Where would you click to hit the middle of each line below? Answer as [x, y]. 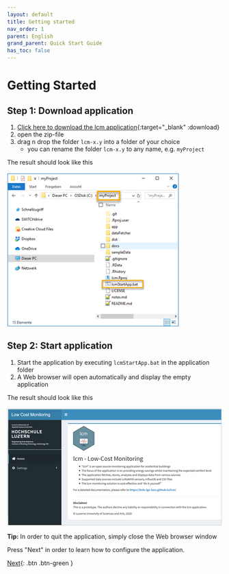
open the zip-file [40, 134]
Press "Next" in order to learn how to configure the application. [96, 549]
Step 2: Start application [60, 346]
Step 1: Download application [70, 111]
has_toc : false [29, 51]
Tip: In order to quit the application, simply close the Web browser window [112, 536]
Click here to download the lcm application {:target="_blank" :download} [118, 127]
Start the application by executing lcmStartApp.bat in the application [113, 362]
